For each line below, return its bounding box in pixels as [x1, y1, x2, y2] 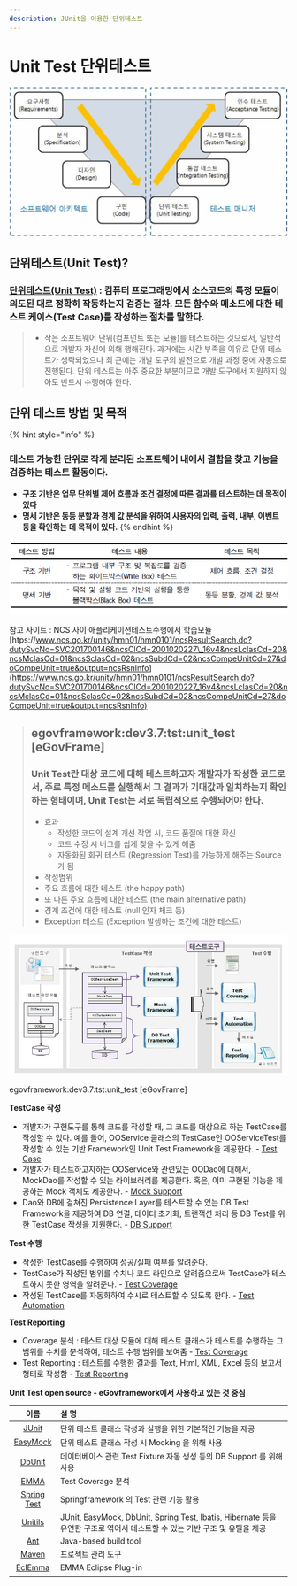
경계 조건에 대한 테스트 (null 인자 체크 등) [43, 905, 186, 915]
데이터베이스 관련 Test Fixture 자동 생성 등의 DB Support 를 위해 [60, 1451, 283, 1462]
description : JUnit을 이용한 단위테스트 [9, 14, 143, 23]
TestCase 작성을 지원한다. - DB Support [31, 1219, 172, 1229]
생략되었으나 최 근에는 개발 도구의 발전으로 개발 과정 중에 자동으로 [60, 355, 287, 366]
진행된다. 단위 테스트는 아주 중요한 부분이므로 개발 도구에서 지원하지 [43, 366, 278, 376]
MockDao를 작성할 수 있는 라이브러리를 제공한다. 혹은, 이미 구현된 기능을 [21, 1174, 274, 1185]
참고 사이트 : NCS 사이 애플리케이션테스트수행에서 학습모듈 [9, 624, 212, 635]
